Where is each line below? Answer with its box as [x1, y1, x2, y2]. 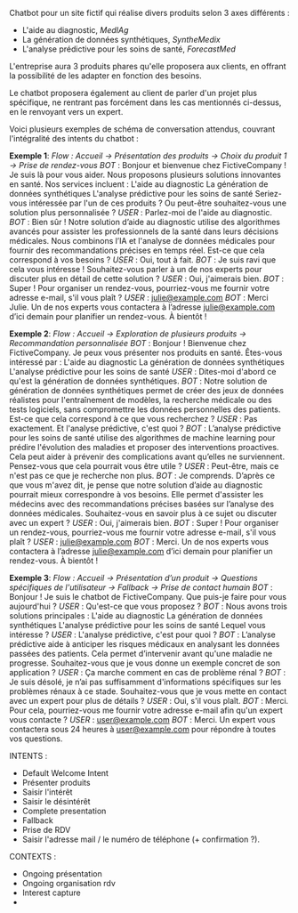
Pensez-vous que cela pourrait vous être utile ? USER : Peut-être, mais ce [9, 461, 279, 471]
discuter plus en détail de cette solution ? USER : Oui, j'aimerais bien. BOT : [9, 273, 285, 284]
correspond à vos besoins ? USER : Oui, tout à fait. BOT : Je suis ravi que [9, 255, 277, 265]
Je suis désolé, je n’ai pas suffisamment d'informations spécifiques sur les [9, 676, 282, 687]
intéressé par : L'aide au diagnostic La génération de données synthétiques [9, 357, 285, 368]
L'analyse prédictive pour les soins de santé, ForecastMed [21, 44, 236, 54]
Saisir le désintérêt [21, 796, 91, 806]
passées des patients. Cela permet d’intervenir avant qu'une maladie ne [9, 649, 273, 658]
